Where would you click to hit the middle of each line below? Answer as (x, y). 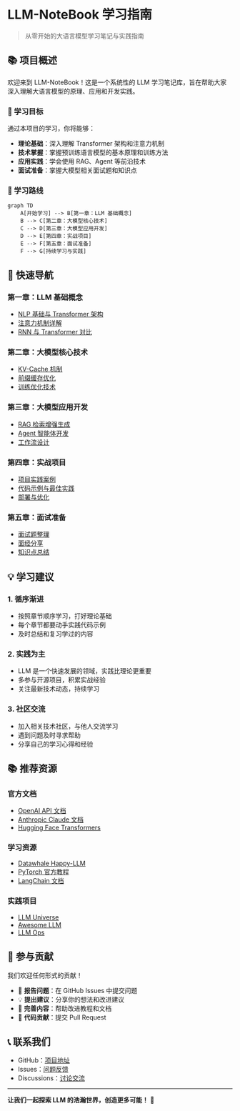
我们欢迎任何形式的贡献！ (45, 975)
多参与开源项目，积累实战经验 (61, 680)
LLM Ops (31, 932)
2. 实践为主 (26, 654)
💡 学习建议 (31, 577)
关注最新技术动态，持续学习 (59, 689)
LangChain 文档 (41, 881)
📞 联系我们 (29, 1041)
